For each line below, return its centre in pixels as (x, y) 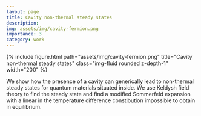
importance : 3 (24, 34)
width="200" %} (27, 69)
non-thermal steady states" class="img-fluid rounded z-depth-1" (87, 63)
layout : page (23, 12)
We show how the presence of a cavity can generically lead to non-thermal (100, 81)
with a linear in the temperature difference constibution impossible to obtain (101, 100)
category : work (25, 40)
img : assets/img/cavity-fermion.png (52, 29)
